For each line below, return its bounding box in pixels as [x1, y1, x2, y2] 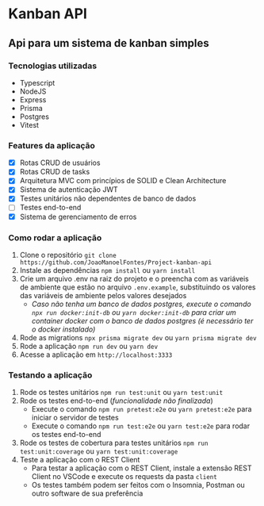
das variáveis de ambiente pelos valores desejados [19, 290, 187, 300]
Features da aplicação [8, 140, 95, 151]
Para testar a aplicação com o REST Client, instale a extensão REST [31, 463, 252, 473]
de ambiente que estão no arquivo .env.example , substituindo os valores [19, 282, 256, 292]
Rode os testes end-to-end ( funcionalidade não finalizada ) [19, 396, 213, 405]
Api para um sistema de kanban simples [8, 36, 210, 50]
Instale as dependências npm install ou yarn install [19, 265, 196, 274]
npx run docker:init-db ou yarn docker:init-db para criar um [31, 307, 236, 317]
